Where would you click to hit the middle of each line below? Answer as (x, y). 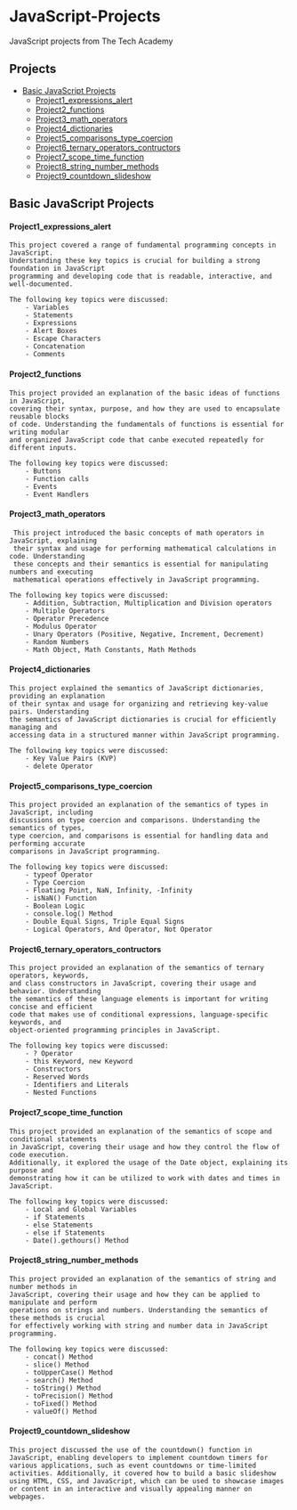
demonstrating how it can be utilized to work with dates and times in (144, 1178)
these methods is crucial (57, 1318)
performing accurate (48, 844)
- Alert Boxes (51, 331)
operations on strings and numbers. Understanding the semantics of (139, 1310)
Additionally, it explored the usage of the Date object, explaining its (149, 1163)
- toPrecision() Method (69, 1396)
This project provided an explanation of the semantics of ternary (137, 968)
